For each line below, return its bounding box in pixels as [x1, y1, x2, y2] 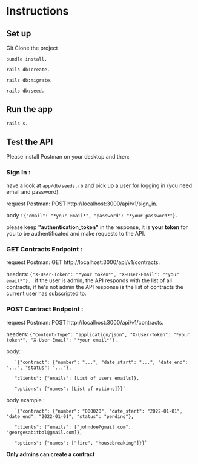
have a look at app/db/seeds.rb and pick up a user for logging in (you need [6, 182, 193, 189]
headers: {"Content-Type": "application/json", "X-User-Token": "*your [6, 330, 190, 337]
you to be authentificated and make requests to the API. [6, 230, 145, 237]
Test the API [6, 137, 53, 147]
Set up [6, 28, 31, 39]
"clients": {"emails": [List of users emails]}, [14, 375, 139, 381]
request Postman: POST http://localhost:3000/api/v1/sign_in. [6, 200, 158, 207]
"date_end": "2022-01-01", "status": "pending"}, [6, 413, 134, 419]
